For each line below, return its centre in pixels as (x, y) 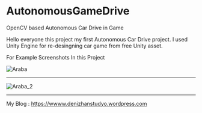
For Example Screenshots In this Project (56, 57)
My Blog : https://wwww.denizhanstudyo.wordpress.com (77, 103)
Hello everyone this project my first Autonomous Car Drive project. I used (97, 39)
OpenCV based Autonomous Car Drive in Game (65, 28)
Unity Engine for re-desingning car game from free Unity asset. (85, 46)
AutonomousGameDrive (68, 11)
